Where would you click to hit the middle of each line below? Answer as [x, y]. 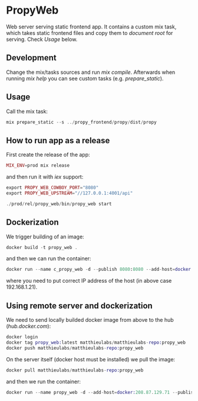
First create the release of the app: [48, 155]
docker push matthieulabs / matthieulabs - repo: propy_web [75, 348]
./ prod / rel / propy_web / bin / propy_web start [59, 204]
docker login [22, 337]
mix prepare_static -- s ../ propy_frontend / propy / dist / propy [82, 122]
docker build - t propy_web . [42, 247]
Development [32, 58]
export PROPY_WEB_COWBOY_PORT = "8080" [52, 188]
